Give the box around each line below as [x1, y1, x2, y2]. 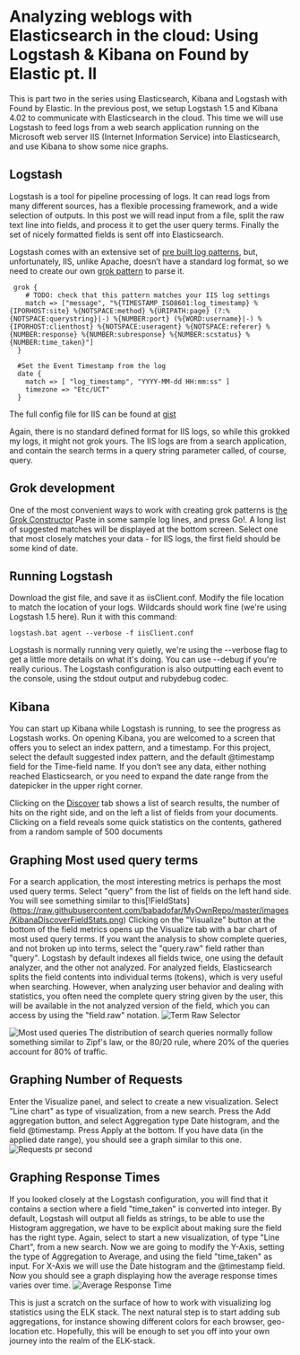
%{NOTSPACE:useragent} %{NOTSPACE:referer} [97, 321, 262, 331]
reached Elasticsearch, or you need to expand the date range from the [9, 770, 269, 782]
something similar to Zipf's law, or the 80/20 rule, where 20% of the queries [9, 1037, 289, 1047]
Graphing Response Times [9, 1170, 160, 1185]
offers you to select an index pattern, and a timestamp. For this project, [9, 743, 271, 753]
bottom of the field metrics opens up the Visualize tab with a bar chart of [9, 924, 278, 935]
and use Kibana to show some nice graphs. [9, 141, 168, 152]
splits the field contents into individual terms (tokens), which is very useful [9, 972, 284, 982]
